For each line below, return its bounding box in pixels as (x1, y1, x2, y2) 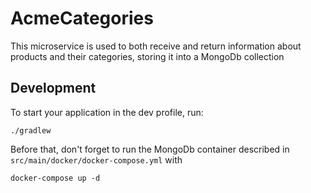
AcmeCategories (10, 7, 154, 30)
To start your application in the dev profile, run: (10, 106, 204, 118)
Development (10, 80, 97, 97)
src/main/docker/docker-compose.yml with (10, 153, 183, 166)
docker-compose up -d (10, 173, 101, 183)
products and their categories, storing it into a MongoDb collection (10, 50, 285, 62)
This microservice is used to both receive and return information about (10, 40, 302, 52)
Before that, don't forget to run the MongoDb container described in (10, 143, 290, 155)
